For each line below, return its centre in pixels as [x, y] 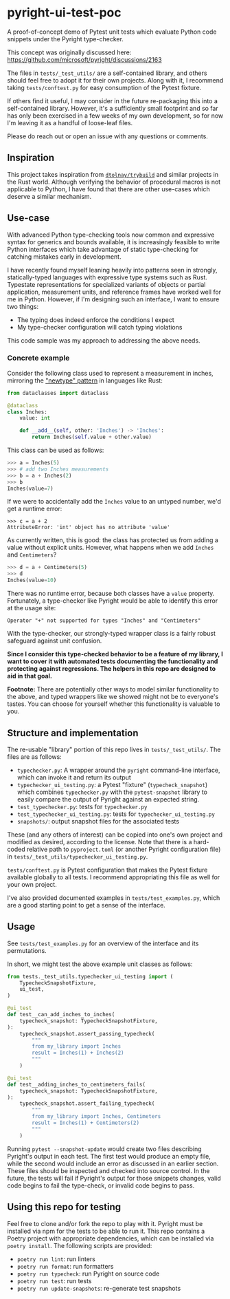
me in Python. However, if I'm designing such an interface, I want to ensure [113, 299]
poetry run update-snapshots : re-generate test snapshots [99, 1288]
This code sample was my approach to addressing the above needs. [104, 340]
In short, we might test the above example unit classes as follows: [100, 964]
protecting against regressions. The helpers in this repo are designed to [112, 669]
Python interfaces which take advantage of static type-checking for [103, 249]
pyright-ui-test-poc [64, 13]
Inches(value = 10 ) [32, 580]
